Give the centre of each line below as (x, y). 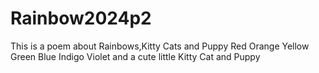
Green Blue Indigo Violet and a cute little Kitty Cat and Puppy (135, 56)
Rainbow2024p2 (81, 18)
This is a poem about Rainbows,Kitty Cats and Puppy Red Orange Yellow (160, 46)
